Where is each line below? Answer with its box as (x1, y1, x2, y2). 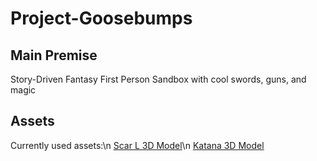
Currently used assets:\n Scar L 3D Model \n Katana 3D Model (10, 139, 265, 151)
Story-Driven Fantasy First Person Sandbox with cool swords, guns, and (10, 73, 307, 85)
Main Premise (10, 47, 98, 64)
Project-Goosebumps (10, 7, 193, 30)
